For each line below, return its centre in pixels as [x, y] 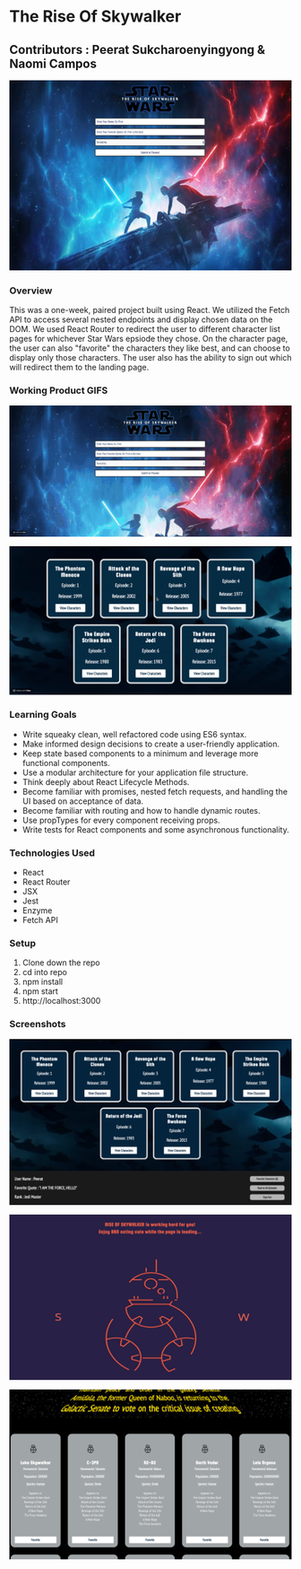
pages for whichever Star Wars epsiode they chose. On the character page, [149, 339]
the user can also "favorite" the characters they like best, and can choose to [150, 348]
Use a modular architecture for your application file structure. [135, 772]
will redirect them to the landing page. [79, 367]
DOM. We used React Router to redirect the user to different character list [145, 329]
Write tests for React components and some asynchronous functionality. [155, 829]
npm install [43, 982]
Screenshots [38, 1024]
